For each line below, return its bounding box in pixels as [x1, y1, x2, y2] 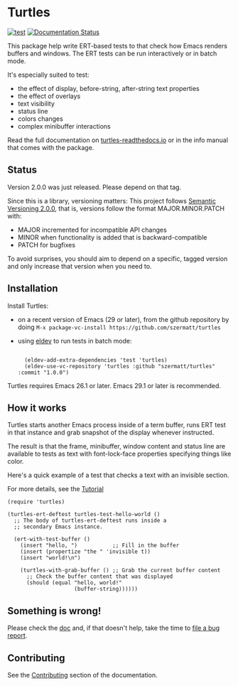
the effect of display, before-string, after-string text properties [17, 84, 200, 92]
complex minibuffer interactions [17, 122, 112, 130]
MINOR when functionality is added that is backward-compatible [17, 232, 207, 242]
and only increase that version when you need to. [7, 262, 152, 270]
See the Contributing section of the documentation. [7, 671, 158, 679]
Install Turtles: [7, 301, 48, 310]
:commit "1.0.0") [17, 369, 70, 376]
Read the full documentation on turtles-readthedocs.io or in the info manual [7, 136, 229, 144]
